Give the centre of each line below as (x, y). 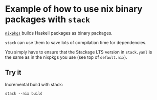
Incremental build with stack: (34, 84)
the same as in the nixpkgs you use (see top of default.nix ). (66, 57)
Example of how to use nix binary (74, 9)
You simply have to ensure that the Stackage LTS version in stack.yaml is (79, 52)
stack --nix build (24, 93)
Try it (13, 73)
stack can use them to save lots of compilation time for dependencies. (76, 42)
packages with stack (48, 19)
